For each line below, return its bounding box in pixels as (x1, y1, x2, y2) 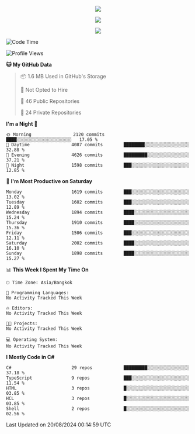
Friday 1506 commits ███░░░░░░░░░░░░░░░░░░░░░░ (6, 230, 190, 236)
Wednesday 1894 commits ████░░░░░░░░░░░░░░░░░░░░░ (6, 209, 190, 215)
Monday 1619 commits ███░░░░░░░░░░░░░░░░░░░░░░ (6, 189, 190, 195)
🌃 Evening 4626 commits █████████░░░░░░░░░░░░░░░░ (6, 152, 190, 158)
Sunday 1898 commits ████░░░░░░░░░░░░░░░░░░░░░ (6, 250, 190, 256)
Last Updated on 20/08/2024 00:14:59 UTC (6, 421, 112, 428)
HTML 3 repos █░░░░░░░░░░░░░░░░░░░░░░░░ (6, 385, 190, 391)
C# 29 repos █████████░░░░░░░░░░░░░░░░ (6, 365, 190, 371)
